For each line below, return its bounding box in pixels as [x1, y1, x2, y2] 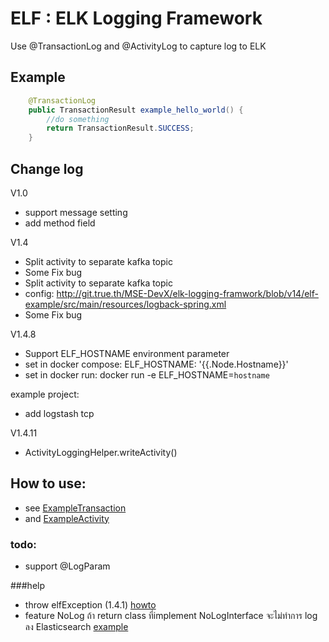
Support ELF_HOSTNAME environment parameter [24, 347, 230, 359]
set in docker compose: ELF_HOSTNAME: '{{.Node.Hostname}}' [24, 358, 289, 370]
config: [24, 287, 55, 299]
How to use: [10, 475, 87, 492]
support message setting [24, 206, 128, 218]
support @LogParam [24, 560, 111, 572]
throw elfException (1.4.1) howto [24, 599, 157, 611]
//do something [46, 114, 110, 124]
